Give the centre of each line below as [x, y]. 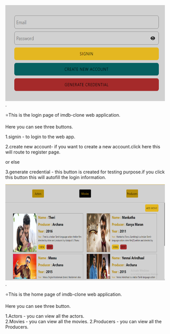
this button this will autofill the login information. [56, 177]
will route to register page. [33, 152]
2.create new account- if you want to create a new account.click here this [83, 147]
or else [13, 162]
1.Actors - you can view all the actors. [45, 316]
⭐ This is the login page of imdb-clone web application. [63, 115]
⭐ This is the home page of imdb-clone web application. [64, 294]
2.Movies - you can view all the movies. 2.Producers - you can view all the [83, 321]
